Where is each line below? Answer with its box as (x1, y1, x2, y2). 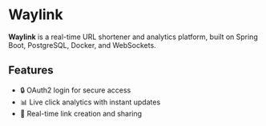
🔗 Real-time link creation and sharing (19, 108, 143, 118)
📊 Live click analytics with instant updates (19, 97, 161, 107)
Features (8, 64, 54, 77)
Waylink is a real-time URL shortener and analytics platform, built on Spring (8, 32, 258, 41)
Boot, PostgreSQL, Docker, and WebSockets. (8, 40, 156, 49)
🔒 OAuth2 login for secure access (19, 85, 131, 95)
